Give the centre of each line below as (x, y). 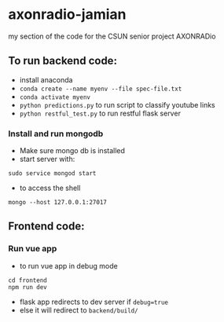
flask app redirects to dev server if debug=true (94, 302)
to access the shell (50, 188)
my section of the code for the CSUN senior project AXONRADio (112, 36)
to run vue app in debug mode (68, 265)
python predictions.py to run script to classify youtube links (117, 104)
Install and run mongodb (56, 134)
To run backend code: (63, 61)
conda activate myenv (55, 97)
